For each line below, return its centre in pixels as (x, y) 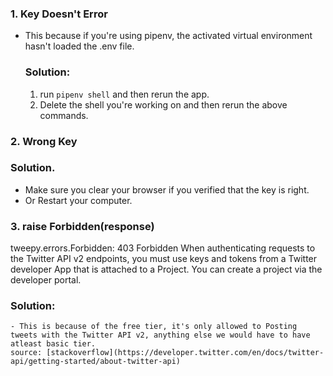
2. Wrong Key (44, 141)
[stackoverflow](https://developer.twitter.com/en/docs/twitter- (185, 353)
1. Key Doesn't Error (59, 14)
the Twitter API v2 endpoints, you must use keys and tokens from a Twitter (164, 259)
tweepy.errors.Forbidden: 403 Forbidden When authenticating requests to (163, 248)
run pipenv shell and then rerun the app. (124, 94)
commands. (64, 115)
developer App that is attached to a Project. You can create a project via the (166, 269)
